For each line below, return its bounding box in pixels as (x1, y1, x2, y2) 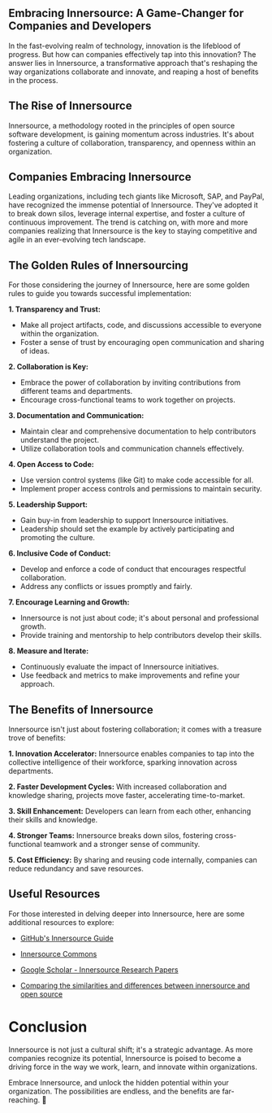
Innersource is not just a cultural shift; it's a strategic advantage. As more (8, 1045, 253, 1054)
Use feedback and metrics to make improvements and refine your (19, 670, 240, 680)
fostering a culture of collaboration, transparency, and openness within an (8, 137, 256, 147)
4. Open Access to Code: (8, 460, 95, 469)
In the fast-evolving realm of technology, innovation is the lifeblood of (8, 41, 241, 50)
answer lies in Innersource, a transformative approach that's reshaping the (8, 58, 258, 68)
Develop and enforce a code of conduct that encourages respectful (19, 565, 246, 574)
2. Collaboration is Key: (8, 362, 89, 372)
